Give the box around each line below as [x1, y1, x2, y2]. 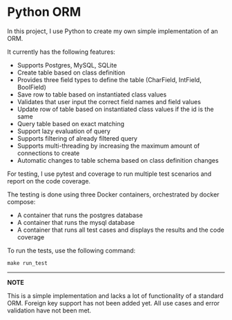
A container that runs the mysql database [17, 218, 135, 226]
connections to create [17, 149, 80, 157]
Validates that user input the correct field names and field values [17, 97, 202, 106]
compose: [7, 197, 36, 206]
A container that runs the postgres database [17, 211, 143, 219]
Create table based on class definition [17, 68, 126, 77]
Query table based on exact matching [17, 119, 125, 128]
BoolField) [17, 83, 47, 91]
